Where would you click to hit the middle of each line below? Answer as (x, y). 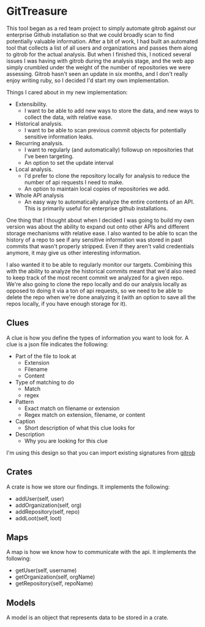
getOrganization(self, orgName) (55, 577)
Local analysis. (34, 169)
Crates (19, 472)
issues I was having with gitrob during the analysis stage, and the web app (100, 61)
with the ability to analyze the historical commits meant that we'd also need (101, 271)
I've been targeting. (49, 156)
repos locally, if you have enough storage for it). (67, 303)
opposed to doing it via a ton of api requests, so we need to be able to (95, 291)
